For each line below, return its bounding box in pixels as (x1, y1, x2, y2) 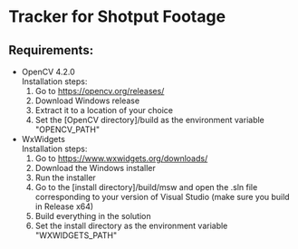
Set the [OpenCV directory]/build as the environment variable (34, 115, 264, 125)
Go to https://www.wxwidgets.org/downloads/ (34, 153, 208, 164)
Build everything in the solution (34, 211, 151, 221)
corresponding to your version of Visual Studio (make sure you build (34, 192, 291, 202)
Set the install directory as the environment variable (34, 220, 228, 231)
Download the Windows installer (34, 163, 156, 173)
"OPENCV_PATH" (34, 124, 101, 135)
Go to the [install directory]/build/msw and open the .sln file (34, 182, 258, 192)
